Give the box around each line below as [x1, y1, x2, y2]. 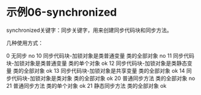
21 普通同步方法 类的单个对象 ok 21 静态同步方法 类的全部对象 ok [6, 82, 167, 89]
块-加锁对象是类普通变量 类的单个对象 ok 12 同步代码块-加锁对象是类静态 [6, 60, 187, 67]
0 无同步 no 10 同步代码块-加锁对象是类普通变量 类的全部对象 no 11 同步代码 [6, 52, 195, 59]
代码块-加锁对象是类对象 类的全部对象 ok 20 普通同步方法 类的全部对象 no [11, 75, 196, 82]
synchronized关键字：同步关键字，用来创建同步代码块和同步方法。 [6, 26, 173, 34]
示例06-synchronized [6, 5, 117, 19]
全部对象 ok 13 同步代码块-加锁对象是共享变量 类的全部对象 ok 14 [23, 67, 185, 74]
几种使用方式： [6, 39, 43, 46]
